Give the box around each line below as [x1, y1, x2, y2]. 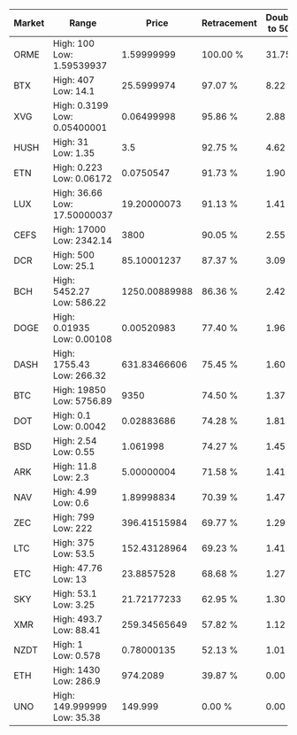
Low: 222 [52, 522, 93, 534]
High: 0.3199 [52, 99, 109, 112]
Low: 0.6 [52, 497, 90, 508]
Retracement [202, 17, 258, 29]
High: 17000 [52, 223, 106, 236]
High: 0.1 [52, 409, 91, 422]
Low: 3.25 [52, 599, 95, 610]
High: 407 [52, 74, 95, 86]
